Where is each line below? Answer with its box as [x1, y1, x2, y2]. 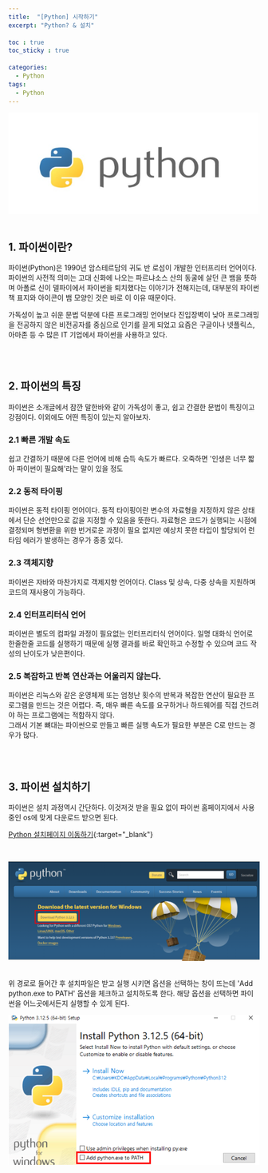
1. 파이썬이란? [8, 240, 73, 253]
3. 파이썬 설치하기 [8, 780, 91, 793]
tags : [8, 80, 26, 88]
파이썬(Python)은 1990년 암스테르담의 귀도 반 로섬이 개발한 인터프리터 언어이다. [8, 263, 257, 273]
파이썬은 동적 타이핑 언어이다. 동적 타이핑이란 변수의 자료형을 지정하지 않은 [8, 505, 241, 515]
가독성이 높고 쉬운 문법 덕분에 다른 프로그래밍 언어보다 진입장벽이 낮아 [8, 310, 226, 320]
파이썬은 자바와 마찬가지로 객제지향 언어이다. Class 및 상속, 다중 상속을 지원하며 [8, 577, 256, 587]
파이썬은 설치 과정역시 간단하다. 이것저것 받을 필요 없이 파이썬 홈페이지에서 [8, 803, 241, 812]
